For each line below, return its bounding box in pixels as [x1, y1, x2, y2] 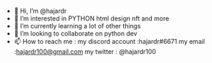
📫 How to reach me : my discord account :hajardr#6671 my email [13, 38, 205, 45]
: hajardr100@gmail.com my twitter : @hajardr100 [13, 47, 157, 56]
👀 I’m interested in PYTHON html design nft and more [13, 14, 170, 23]
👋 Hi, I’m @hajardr [13, 7, 67, 15]
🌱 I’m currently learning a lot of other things [13, 22, 141, 30]
